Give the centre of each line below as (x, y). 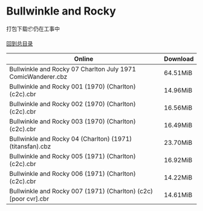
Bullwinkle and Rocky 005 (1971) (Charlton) (72, 156)
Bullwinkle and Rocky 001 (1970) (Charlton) (72, 86)
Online (84, 59)
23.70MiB (178, 142)
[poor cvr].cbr (29, 198)
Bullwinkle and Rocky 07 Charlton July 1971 (73, 69)
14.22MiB (178, 177)
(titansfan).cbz (30, 146)
